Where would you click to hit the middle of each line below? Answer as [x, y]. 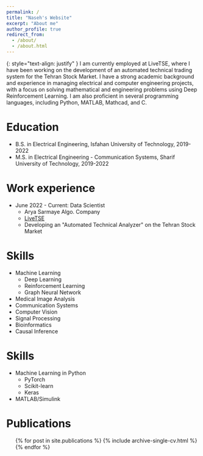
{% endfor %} [33, 447]
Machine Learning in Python [51, 373]
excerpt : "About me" [33, 23]
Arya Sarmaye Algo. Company [62, 211]
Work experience [51, 188]
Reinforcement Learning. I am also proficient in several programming [92, 96]
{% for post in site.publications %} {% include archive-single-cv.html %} [106, 440]
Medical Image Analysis [45, 299]
